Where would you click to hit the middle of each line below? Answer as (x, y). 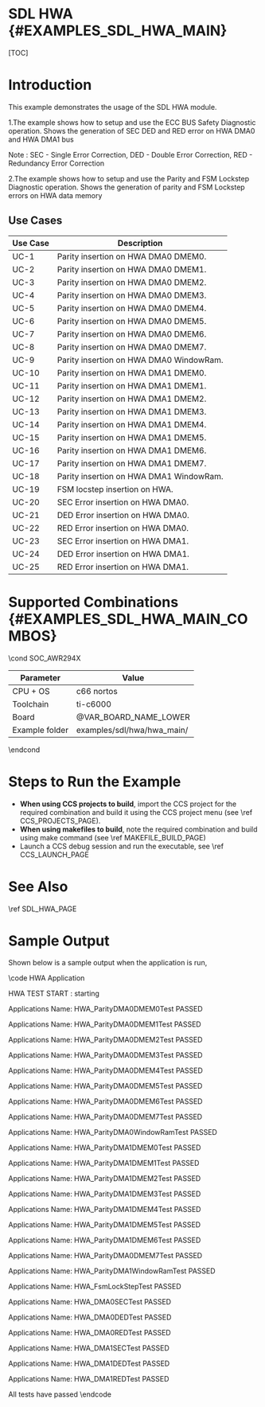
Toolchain (31, 703)
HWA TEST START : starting (54, 994)
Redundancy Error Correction (57, 163)
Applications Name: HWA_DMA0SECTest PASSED (90, 1302)
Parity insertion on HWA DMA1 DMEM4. (132, 424)
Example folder (41, 730)
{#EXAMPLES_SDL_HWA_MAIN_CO (128, 619)
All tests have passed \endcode (60, 1394)
